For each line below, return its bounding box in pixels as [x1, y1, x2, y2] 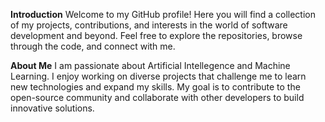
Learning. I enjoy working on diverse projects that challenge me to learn [10, 70, 307, 82]
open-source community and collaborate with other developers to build [10, 92, 305, 103]
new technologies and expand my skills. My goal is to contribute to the [10, 81, 301, 93]
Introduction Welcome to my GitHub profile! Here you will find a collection [10, 9, 317, 20]
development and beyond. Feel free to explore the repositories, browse [10, 30, 303, 41]
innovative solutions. [10, 102, 95, 114]
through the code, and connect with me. [10, 40, 176, 52]
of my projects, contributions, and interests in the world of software [10, 19, 288, 31]
